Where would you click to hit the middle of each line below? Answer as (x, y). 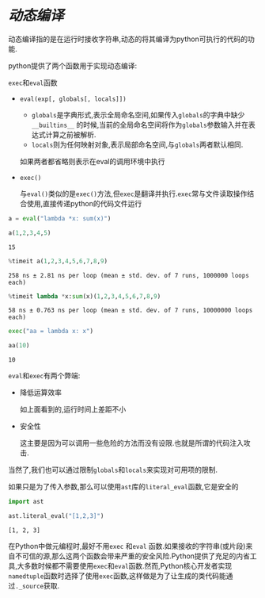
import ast (26, 502)
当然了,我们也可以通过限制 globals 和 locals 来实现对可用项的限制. (113, 470)
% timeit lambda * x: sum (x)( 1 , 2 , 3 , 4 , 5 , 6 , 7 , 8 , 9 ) (85, 296)
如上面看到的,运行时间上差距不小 (73, 409)
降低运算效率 (40, 393)
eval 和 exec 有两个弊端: (44, 376)
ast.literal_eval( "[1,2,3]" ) (56, 516)
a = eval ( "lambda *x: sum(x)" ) (60, 218)
